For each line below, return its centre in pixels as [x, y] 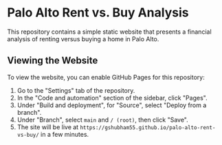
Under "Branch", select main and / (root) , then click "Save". [102, 120]
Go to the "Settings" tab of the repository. [76, 90]
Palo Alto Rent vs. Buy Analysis [98, 13]
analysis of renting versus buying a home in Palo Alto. [83, 38]
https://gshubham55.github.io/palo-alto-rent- [148, 127]
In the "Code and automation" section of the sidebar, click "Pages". [112, 98]
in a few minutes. [65, 134]
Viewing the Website [53, 61]
